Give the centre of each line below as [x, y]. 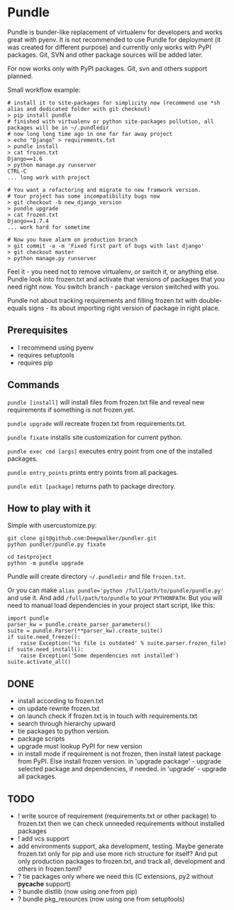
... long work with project [49, 177]
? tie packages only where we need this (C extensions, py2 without [116, 876]
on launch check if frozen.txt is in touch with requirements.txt [107, 716]
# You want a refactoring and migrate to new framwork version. [104, 190]
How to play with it [49, 508]
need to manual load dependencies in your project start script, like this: [111, 606]
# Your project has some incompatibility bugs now [84, 196]
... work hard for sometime [49, 227]
